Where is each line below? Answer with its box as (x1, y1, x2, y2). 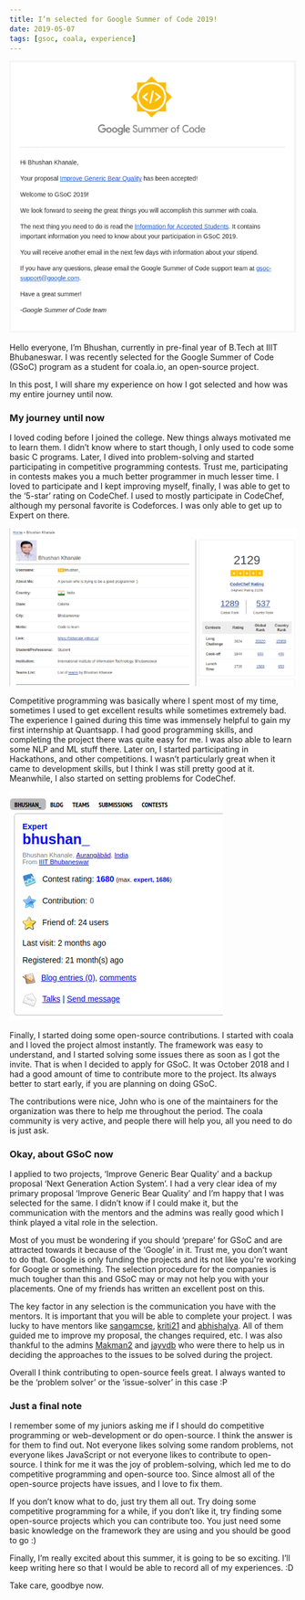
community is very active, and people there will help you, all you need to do (9, 1115, 293, 1126)
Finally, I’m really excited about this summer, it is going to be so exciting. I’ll (9, 1553, 291, 1563)
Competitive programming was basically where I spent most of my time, (9, 695, 280, 706)
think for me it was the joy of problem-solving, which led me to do (44, 1459, 291, 1470)
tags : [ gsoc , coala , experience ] (9, 34, 137, 43)
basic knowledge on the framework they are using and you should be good (9, 1525, 291, 1536)
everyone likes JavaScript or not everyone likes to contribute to (9, 1449, 248, 1460)
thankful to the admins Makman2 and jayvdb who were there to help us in (9, 1340, 285, 1351)
